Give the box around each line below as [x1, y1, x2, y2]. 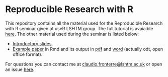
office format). [12, 51, 43, 57]
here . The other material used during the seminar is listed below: [5, 31, 139, 37]
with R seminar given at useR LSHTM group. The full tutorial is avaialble [5, 25, 153, 31]
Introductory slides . [12, 40, 53, 46]
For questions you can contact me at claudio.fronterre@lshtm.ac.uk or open [5, 61, 162, 67]
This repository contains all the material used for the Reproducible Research [5, 20, 163, 26]
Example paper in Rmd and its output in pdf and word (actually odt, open [12, 46, 163, 52]
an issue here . [5, 66, 35, 72]
